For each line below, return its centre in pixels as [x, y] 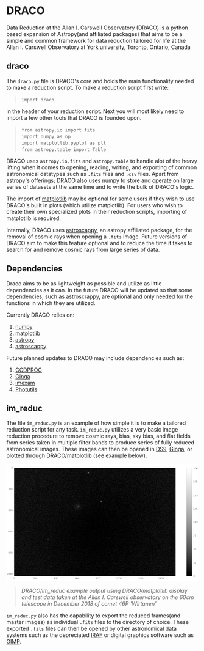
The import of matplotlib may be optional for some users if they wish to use [100, 199]
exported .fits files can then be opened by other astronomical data [92, 628]
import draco [38, 100]
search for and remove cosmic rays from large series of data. [83, 249]
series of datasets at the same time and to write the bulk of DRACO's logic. [100, 186]
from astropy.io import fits [58, 130]
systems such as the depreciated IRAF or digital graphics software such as [100, 635]
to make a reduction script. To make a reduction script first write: [88, 87]
